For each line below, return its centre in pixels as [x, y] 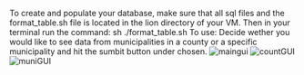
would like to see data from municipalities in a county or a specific [133, 42]
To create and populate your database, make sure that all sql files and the [147, 13]
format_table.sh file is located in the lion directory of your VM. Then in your [150, 23]
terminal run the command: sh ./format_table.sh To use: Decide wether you [150, 32]
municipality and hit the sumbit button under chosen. [108, 52]
